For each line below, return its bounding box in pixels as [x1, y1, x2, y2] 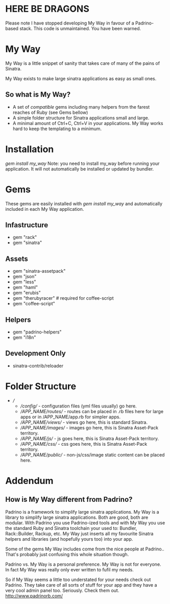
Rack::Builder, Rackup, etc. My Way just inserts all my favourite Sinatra [5, 530, 154, 537]
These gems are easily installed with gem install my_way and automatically [5, 200, 162, 207]
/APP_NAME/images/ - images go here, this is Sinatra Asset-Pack [20, 424, 159, 430]
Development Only [5, 349, 66, 358]
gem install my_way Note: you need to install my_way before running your [5, 160, 160, 166]
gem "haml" [12, 284, 38, 291]
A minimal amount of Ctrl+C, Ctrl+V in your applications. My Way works [12, 120, 163, 126]
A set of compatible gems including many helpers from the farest [12, 104, 150, 110]
